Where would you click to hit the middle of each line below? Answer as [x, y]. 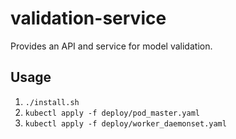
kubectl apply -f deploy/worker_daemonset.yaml [125, 123]
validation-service [88, 18]
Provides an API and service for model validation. [111, 46]
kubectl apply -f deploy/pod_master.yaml [112, 113]
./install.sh [52, 102]
